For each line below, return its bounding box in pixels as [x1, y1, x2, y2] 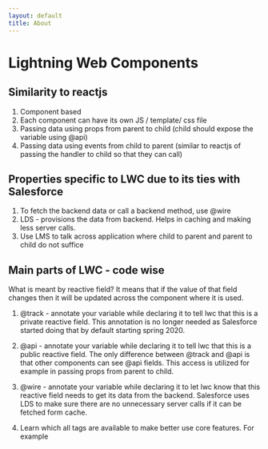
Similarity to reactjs [8, 86, 108, 99]
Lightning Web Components [8, 54, 198, 72]
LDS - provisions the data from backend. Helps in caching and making [19, 214, 252, 224]
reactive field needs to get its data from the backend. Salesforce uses [19, 391, 250, 400]
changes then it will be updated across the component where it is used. [8, 293, 244, 303]
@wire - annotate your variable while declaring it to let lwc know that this [19, 382, 261, 392]
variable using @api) [19, 132, 88, 142]
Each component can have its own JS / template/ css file [19, 115, 207, 125]
